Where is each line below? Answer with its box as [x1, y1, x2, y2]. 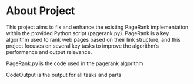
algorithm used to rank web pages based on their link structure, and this [6, 36, 181, 43]
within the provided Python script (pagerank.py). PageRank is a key [6, 29, 169, 36]
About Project [6, 4, 75, 18]
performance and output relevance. [6, 48, 92, 55]
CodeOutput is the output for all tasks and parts [6, 71, 122, 78]
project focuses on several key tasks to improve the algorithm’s [6, 42, 159, 49]
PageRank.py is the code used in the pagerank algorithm [6, 60, 143, 67]
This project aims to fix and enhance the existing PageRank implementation [6, 23, 189, 31]
